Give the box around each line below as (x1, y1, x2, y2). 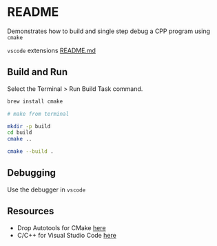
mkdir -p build (7, 123, 51, 130)
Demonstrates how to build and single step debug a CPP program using (7, 27, 211, 35)
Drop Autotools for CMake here (17, 223, 106, 232)
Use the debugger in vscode (7, 185, 86, 194)
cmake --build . (7, 148, 54, 155)
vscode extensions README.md (7, 46, 96, 54)
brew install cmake (7, 98, 63, 105)
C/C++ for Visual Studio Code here (17, 231, 117, 239)
